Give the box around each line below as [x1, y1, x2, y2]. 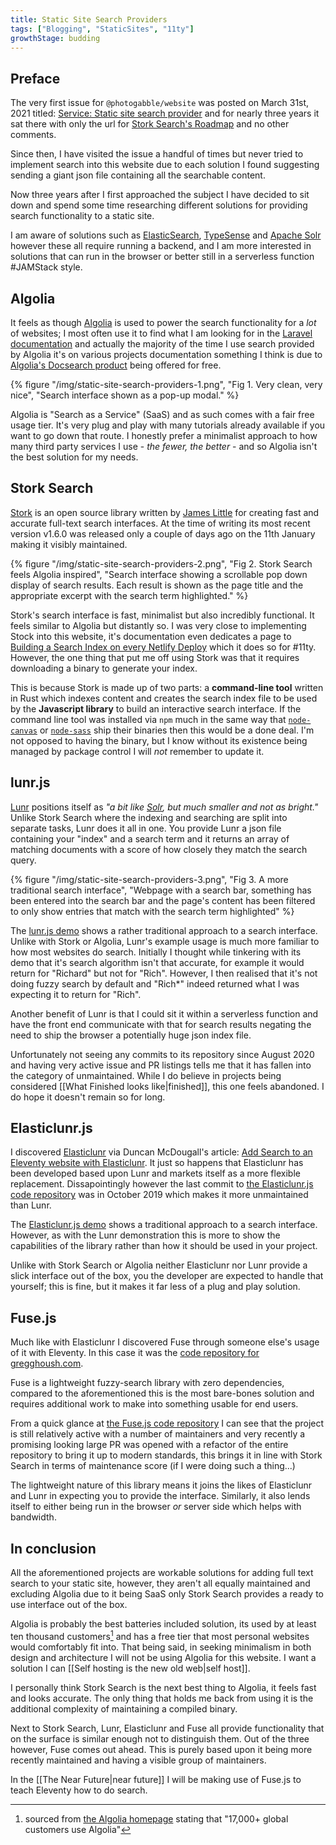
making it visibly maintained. [10, 538, 128, 550]
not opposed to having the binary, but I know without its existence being [10, 734, 308, 746]
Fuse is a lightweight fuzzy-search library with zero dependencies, [10, 1377, 285, 1389]
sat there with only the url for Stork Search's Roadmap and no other [10, 118, 290, 130]
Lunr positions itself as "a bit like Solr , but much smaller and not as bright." [10, 801, 319, 813]
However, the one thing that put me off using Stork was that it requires [10, 651, 300, 663]
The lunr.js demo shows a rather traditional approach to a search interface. [10, 924, 318, 936]
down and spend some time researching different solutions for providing [10, 199, 308, 211]
